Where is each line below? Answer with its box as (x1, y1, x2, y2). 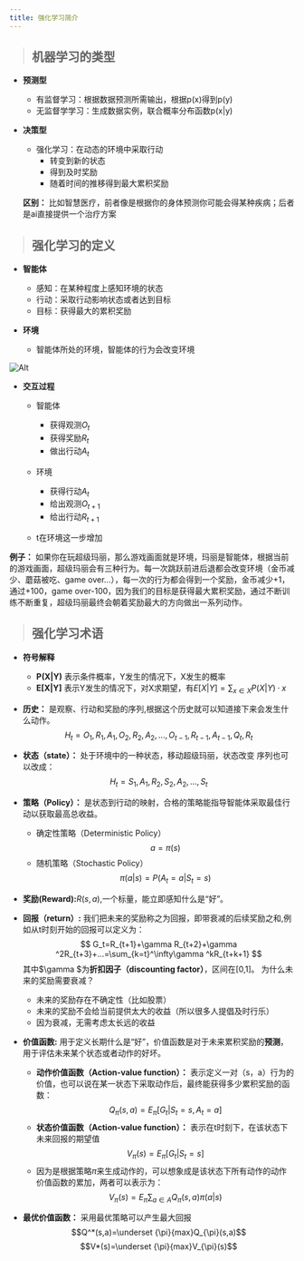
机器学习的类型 (31, 49, 116, 64)
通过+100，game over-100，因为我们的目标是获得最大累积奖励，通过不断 (9, 586, 282, 597)
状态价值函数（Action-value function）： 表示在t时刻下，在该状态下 (35, 1121, 289, 1132)
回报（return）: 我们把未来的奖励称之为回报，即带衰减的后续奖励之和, (22, 913, 284, 924)
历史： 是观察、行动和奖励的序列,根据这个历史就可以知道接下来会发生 (22, 703, 281, 714)
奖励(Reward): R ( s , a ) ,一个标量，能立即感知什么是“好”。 (22, 894, 229, 904)
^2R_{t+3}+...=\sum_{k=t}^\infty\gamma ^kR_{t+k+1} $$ (55, 949, 262, 960)
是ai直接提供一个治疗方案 (22, 209, 118, 220)
